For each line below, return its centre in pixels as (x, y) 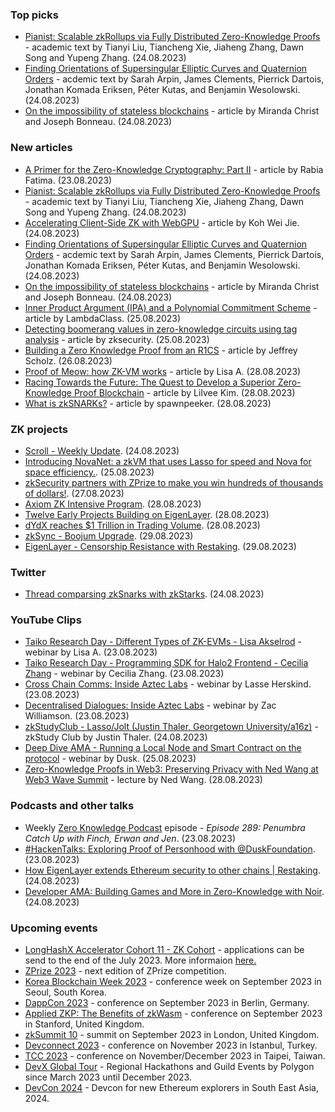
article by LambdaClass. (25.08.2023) (103, 318)
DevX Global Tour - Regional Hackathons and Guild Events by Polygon (169, 1067)
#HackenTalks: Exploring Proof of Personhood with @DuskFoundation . (170, 849)
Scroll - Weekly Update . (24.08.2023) (102, 450)
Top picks (34, 15)
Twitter (28, 572)
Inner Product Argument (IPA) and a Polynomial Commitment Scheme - (171, 307)
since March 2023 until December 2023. (108, 1077)
